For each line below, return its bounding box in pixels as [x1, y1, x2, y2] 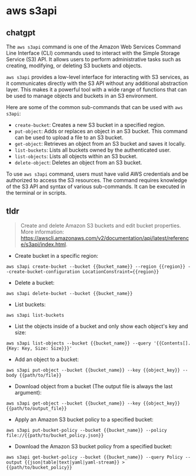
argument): [14, 389, 42, 396]
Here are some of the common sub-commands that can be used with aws [6, 104, 184, 110]
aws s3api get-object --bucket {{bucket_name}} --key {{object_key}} [6, 400, 181, 406]
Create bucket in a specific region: [14, 252, 98, 259]
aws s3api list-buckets [6, 312, 65, 318]
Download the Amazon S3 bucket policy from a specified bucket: [14, 442, 172, 449]
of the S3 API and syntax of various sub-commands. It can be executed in [6, 183, 185, 190]
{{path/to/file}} [19, 372, 62, 378]
